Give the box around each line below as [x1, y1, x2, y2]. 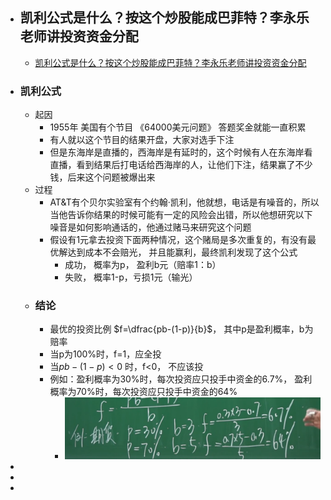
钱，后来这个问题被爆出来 [49, 171, 156, 183]
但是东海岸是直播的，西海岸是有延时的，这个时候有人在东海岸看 [49, 146, 313, 158]
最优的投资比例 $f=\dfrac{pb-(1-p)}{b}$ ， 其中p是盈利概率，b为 [49, 323, 314, 335]
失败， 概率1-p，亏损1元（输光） [64, 271, 198, 283]
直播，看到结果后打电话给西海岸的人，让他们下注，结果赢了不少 [49, 159, 313, 171]
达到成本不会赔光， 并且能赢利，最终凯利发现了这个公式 [67, 246, 298, 258]
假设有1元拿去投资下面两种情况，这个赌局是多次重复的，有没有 [49, 234, 308, 246]
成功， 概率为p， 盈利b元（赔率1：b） [64, 259, 222, 271]
